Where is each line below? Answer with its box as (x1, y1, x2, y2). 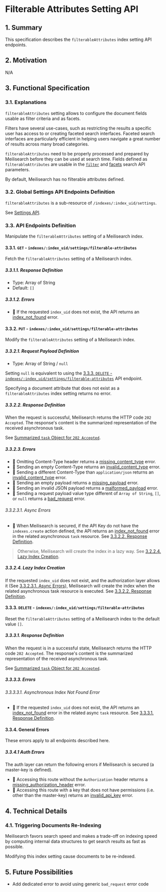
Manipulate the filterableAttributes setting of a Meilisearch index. (5, 233, 144, 240)
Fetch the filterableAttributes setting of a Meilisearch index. (5, 255, 133, 262)
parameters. (5, 166, 30, 172)
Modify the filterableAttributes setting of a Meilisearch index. (5, 337, 135, 343)
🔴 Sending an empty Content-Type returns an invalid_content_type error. (12, 464, 161, 470)
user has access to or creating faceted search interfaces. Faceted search (5, 130, 155, 136)
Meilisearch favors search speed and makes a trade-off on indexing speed (5, 833, 158, 839)
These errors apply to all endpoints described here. (5, 738, 110, 744)
